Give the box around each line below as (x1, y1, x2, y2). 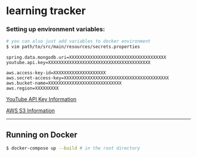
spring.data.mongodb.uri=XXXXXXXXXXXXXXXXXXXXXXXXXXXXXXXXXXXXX (6, 55, 167, 61)
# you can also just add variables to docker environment (6, 38, 151, 45)
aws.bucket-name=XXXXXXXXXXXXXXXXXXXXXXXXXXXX (6, 81, 122, 86)
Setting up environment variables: (6, 25, 106, 34)
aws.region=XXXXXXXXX (6, 85, 59, 92)
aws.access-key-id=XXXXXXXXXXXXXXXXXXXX (6, 70, 107, 76)
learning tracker (6, 4, 86, 18)
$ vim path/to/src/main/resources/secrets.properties (6, 44, 141, 50)
